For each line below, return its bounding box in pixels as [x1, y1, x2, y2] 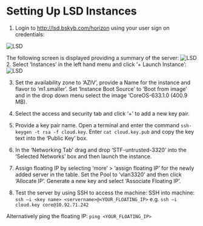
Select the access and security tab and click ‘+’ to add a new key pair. [15, 110, 190, 117]
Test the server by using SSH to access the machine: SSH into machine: [15, 189, 195, 196]
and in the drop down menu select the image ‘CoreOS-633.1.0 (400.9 [15, 91, 188, 99]
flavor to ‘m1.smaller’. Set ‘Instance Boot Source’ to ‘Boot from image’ [15, 85, 187, 92]
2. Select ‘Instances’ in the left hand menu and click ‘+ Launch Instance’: [6, 61, 187, 68]
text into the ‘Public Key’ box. [15, 135, 88, 142]
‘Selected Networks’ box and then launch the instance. [15, 153, 152, 160]
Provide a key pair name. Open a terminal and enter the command [15, 121, 180, 128]
